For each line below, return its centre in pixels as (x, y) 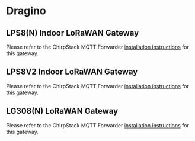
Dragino (26, 11)
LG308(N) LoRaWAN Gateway (62, 111)
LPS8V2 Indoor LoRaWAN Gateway (72, 72)
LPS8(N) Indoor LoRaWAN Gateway (73, 33)
